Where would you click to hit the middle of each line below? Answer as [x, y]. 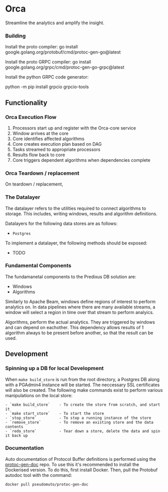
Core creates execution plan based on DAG [57, 144]
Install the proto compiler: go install [42, 47]
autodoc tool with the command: [39, 475]
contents [14, 426]
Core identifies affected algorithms [48, 139]
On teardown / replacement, [34, 184]
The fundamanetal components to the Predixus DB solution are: [71, 276]
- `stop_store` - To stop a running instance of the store [78, 418]
